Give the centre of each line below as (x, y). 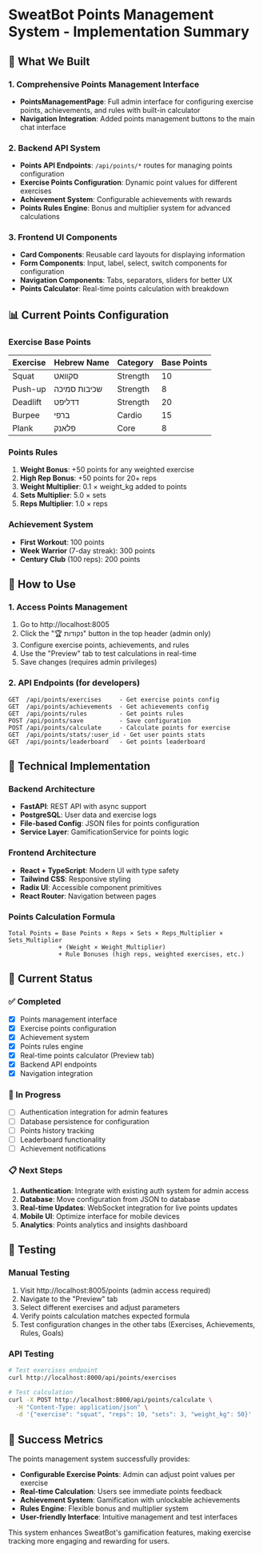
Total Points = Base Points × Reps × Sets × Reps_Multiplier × (116, 933)
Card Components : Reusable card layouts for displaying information (132, 255)
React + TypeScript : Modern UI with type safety (100, 870)
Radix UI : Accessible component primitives (91, 887)
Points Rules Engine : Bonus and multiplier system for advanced (125, 208)
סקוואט (66, 376)
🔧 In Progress (35, 1095)
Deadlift (27, 403)
